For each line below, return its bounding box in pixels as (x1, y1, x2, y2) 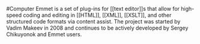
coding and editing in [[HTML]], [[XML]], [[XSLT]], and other (23, 11, 172, 19)
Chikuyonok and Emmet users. (6, 31, 82, 38)
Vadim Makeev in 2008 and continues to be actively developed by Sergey (6, 24, 189, 31)
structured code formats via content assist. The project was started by (6, 18, 181, 25)
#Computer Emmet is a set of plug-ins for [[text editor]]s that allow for (6, 5, 180, 12)
